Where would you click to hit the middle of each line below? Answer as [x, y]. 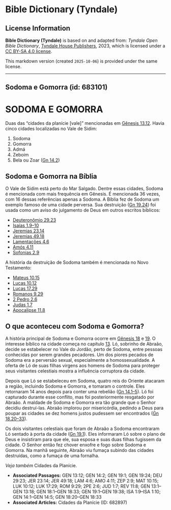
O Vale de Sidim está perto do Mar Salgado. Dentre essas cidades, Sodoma [84, 189]
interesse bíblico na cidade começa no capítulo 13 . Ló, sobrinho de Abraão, [84, 344]
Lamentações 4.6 [31, 242]
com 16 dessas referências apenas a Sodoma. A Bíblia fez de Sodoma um [82, 199]
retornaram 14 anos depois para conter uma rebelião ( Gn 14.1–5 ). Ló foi [79, 391]
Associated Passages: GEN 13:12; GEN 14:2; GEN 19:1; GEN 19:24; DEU [88, 475]
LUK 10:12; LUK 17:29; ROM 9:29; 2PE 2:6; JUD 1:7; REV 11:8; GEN [81, 486]
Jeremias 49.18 [28, 236]
